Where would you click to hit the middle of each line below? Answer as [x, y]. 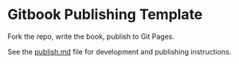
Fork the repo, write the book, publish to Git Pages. [91, 36]
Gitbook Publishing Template [105, 15]
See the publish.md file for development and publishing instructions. [119, 51]
